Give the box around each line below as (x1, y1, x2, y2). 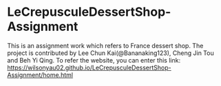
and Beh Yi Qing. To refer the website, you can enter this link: (7, 56, 181, 64)
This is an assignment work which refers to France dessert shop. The (7, 41, 204, 50)
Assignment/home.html (7, 70, 74, 79)
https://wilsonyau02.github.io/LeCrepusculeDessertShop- (7, 63, 172, 72)
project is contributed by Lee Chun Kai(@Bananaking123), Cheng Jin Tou (7, 49, 215, 57)
